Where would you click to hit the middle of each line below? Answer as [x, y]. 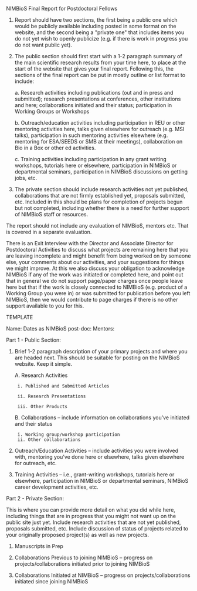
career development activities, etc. [56, 487]
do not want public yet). [43, 45]
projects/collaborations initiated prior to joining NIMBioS [82, 564]
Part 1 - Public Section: [34, 340]
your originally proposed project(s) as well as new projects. [78, 535]
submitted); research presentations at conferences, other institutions [98, 99]
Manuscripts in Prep [39, 546]
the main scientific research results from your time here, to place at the [100, 62]
